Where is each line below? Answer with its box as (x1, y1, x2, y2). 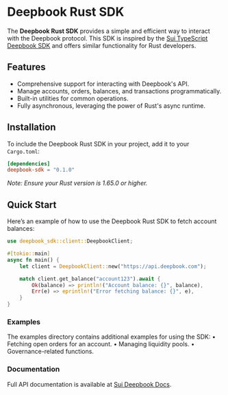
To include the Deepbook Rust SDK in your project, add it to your (7, 139, 190, 148)
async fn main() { (7, 256, 60, 263)
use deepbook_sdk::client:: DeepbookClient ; (7, 238, 134, 245)
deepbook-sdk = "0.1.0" (7, 166, 75, 174)
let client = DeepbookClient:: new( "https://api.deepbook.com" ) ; (19, 262, 207, 270)
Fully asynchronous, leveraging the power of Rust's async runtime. (16, 101, 205, 110)
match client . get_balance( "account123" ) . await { (19, 275, 161, 282)
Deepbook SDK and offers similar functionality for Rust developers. (7, 41, 197, 49)
